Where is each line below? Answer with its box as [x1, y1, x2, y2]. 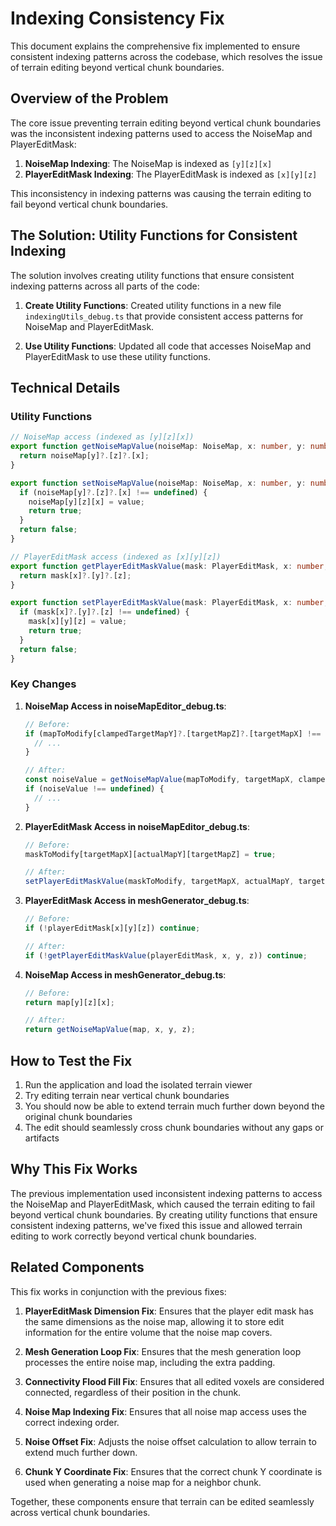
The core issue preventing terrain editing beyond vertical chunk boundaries [10, 117, 322, 129]
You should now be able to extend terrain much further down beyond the [24, 1100, 325, 1112]
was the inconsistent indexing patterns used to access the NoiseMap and [10, 127, 313, 139]
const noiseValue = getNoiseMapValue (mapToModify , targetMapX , [24, 775, 295, 785]
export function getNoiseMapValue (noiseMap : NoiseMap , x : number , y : [10, 442, 307, 452]
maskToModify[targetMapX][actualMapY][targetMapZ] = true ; [24, 849, 277, 859]
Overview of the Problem [10, 90, 169, 107]
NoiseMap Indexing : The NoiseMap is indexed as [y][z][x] [24, 157, 273, 169]
